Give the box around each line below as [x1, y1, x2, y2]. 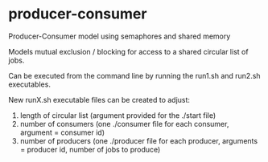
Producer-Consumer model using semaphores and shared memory [8, 31, 231, 41]
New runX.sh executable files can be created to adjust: [8, 95, 191, 104]
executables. [8, 79, 51, 89]
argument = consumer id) [19, 128, 105, 137]
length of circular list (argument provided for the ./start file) [19, 110, 216, 120]
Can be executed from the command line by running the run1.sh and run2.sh [8, 71, 261, 80]
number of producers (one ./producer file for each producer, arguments [19, 136, 258, 145]
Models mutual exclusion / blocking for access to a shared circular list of [8, 47, 249, 56]
